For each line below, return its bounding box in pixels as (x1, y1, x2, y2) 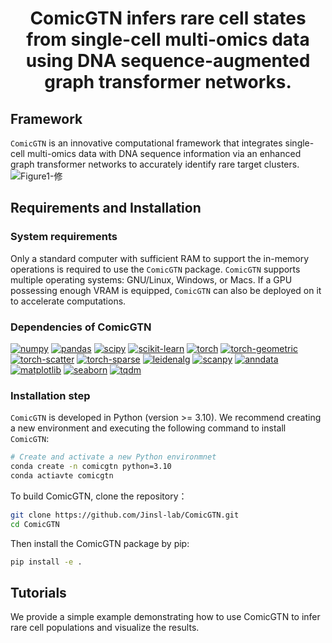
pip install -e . (10, 557, 83, 567)
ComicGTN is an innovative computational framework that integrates (10, 137, 283, 149)
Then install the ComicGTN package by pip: (10, 537, 190, 549)
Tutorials (10, 584, 67, 601)
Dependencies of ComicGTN (10, 320, 152, 334)
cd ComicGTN (10, 519, 60, 529)
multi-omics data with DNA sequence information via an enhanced (26, 148, 302, 159)
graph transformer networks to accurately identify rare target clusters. (10, 158, 300, 170)
